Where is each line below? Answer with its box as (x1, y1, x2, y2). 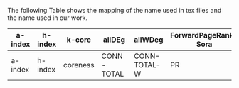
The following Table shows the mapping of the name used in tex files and (7, 6, 222, 14)
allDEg (102, 35, 126, 45)
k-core (66, 35, 91, 45)
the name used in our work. (7, 13, 88, 22)
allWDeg (134, 35, 164, 45)
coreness (63, 60, 95, 70)
